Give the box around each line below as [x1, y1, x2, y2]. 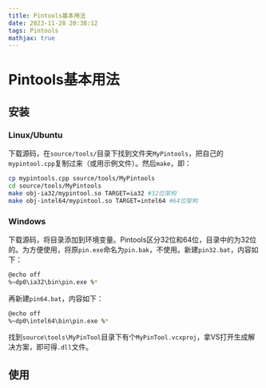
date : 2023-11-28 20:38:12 [8, 19, 98, 27]
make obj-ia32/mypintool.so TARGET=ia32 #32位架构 [8, 189, 177, 197]
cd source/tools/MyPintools [8, 182, 102, 190]
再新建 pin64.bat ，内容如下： [8, 293, 104, 303]
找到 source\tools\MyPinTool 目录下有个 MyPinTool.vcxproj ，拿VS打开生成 [8, 332, 248, 342]
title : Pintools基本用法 [8, 11, 86, 20]
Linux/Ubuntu [8, 129, 63, 141]
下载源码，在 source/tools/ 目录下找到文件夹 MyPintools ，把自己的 [8, 148, 224, 158]
